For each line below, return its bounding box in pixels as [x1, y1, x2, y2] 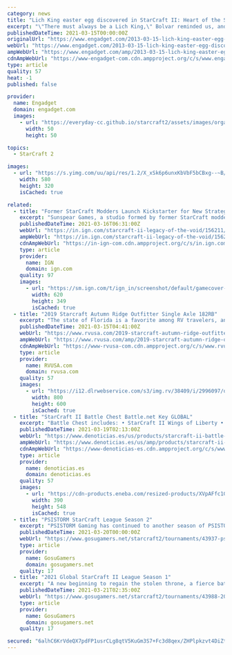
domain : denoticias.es [25, 471, 91, 478]
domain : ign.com [25, 265, 72, 273]
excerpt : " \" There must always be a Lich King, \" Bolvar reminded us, [7, 23, 215, 30]
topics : [7, 144, 30, 151]
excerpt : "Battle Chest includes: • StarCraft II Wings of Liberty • [19, 419, 224, 427]
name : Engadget [13, 99, 57, 107]
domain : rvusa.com [25, 368, 79, 375]
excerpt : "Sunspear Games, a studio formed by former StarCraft [19, 214, 209, 221]
